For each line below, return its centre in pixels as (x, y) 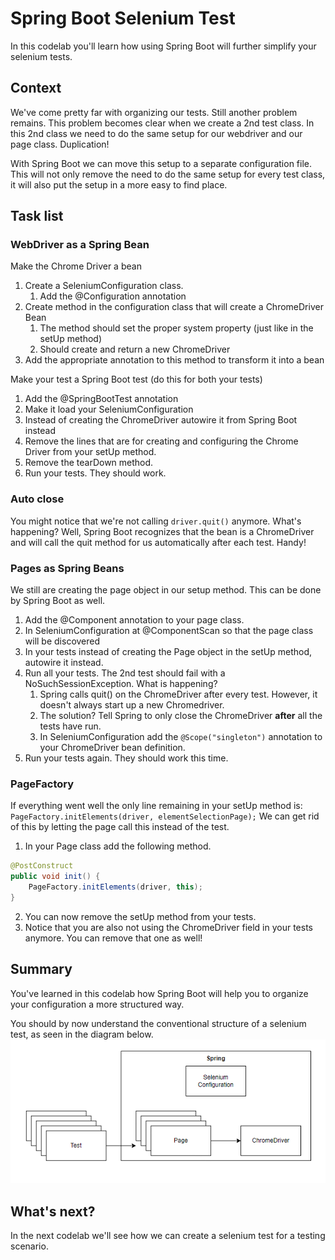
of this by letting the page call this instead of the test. (120, 827)
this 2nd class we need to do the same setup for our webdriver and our (156, 133)
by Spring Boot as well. (58, 601)
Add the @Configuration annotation (113, 296)
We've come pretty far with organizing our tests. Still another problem (154, 112)
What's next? (53, 1211)
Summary (41, 969)
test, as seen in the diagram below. (82, 1034)
